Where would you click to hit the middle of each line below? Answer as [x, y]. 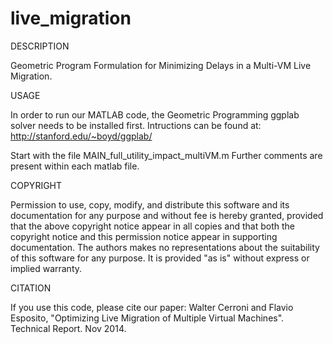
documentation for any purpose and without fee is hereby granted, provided [167, 215]
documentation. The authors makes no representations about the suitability [165, 247]
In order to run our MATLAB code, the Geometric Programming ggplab [155, 114]
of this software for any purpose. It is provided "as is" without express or [160, 258]
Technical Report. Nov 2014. [68, 328]
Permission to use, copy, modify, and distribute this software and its [150, 204]
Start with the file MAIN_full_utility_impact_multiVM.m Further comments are [166, 155]
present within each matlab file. [75, 166]
